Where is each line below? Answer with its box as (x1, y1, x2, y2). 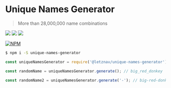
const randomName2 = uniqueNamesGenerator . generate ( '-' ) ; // (5, 77, 138, 83)
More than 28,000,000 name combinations (17, 20, 108, 26)
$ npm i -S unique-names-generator (5, 50, 81, 55)
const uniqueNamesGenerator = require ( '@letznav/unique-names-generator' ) (5, 59, 167, 64)
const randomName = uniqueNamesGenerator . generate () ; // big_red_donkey (5, 68, 163, 74)
